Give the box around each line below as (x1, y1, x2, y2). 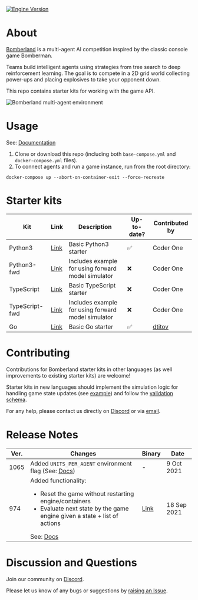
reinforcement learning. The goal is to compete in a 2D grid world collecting (6, 70, 190, 77)
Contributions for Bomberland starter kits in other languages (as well (6, 366, 173, 373)
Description (78, 222, 112, 231)
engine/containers (40, 497, 91, 505)
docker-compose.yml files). (14, 156, 78, 163)
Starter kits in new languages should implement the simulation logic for (6, 383, 179, 391)
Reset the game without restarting (40, 490, 134, 498)
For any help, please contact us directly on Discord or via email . (6, 407, 161, 414)
